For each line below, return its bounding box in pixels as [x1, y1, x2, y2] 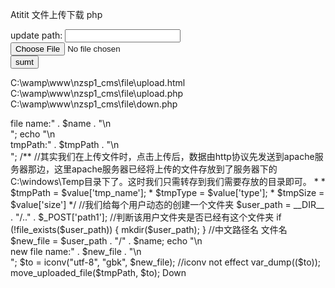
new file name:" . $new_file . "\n [10, 246, 142, 257]
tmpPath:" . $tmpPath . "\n [10, 139, 120, 150]
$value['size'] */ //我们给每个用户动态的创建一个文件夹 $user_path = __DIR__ [10, 199, 325, 210]
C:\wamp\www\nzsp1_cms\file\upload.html [10, 77, 186, 88]
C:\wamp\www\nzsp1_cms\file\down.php [10, 98, 178, 110]
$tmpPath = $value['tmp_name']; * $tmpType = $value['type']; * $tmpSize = [10, 187, 325, 198]
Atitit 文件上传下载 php [10, 9, 103, 20]
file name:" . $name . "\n [10, 118, 112, 129]
